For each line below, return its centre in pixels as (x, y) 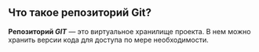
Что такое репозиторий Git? (80, 13)
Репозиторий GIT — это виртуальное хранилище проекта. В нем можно (129, 31)
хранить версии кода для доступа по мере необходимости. (109, 40)
